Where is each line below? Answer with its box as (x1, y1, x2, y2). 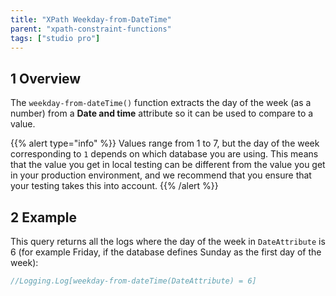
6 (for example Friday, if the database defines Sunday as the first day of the (10, 246, 322, 258)
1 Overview (10, 70, 82, 87)
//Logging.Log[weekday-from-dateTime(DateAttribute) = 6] (10, 276, 257, 286)
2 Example (10, 209, 77, 226)
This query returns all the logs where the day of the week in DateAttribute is (10, 236, 326, 247)
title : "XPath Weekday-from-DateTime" (10, 14, 172, 25)
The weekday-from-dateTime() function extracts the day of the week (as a (10, 97, 312, 109)
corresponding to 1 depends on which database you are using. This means (10, 148, 319, 160)
